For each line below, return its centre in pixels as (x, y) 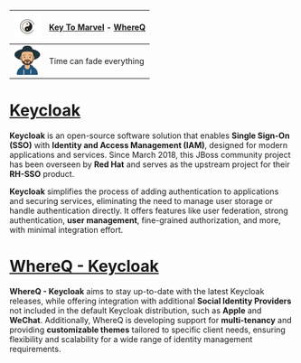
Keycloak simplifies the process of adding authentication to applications (144, 191)
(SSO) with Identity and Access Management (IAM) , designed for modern (149, 145)
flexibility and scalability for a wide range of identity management (131, 340)
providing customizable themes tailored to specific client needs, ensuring (148, 330)
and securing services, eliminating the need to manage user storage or (141, 201)
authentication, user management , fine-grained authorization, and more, (146, 220)
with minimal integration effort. (66, 230)
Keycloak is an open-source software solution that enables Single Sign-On (150, 135)
